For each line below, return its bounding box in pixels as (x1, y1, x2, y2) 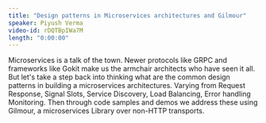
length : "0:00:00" (8, 33, 69, 42)
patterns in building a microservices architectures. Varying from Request (8, 81, 246, 90)
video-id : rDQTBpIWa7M (8, 26, 83, 34)
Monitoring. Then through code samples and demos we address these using (8, 98, 258, 107)
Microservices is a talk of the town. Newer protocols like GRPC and (8, 56, 228, 65)
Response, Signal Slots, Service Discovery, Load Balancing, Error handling (8, 89, 252, 99)
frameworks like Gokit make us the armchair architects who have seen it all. (8, 64, 256, 74)
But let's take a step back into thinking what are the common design (8, 72, 230, 82)
